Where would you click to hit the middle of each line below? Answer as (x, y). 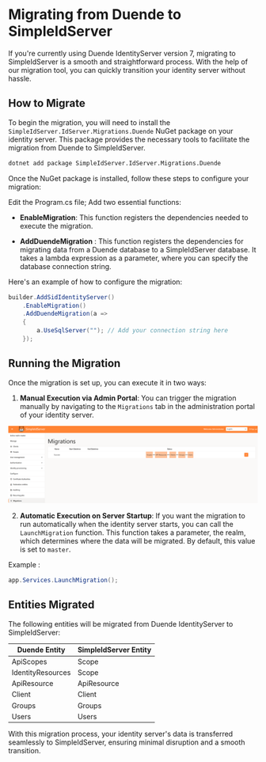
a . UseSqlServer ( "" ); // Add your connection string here (132, 331)
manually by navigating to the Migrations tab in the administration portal (137, 406)
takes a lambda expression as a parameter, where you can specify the (134, 258)
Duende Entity (41, 650)
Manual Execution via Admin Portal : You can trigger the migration (128, 398)
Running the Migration (65, 364)
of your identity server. (57, 415)
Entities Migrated (51, 605)
